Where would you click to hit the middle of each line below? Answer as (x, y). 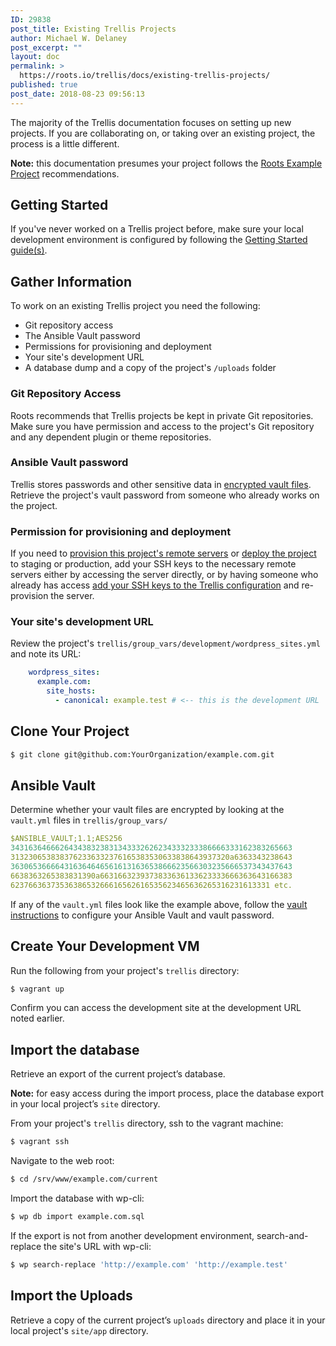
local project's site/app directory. (79, 1330)
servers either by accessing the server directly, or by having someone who (164, 575)
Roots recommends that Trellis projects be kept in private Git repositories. (162, 415)
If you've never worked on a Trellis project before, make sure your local (157, 229)
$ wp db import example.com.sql (77, 1216)
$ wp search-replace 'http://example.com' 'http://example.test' (149, 1264)
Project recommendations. (65, 173)
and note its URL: (46, 654)
